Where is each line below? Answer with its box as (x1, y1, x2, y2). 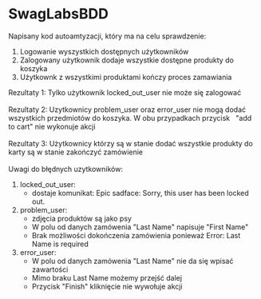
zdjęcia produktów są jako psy (31, 213, 132, 223)
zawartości (31, 265, 69, 274)
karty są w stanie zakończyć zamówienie (8, 147, 144, 157)
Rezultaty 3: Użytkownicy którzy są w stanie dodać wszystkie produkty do (8, 138, 253, 148)
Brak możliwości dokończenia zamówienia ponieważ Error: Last (31, 230, 241, 240)
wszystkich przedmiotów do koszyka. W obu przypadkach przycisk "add (8, 113, 252, 122)
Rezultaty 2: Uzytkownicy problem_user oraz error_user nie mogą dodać (8, 105, 246, 114)
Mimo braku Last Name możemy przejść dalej (31, 273, 182, 282)
